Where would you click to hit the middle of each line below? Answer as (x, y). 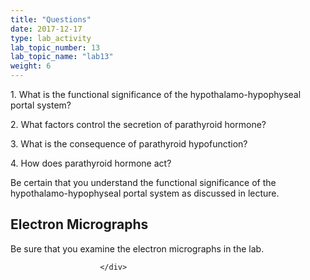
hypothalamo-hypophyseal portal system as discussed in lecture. (145, 193)
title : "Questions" (51, 19)
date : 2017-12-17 (46, 29)
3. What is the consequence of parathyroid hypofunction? (129, 144)
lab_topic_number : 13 (55, 47)
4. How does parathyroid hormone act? (91, 163)
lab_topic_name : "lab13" (62, 57)
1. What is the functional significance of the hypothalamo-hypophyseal (156, 94)
